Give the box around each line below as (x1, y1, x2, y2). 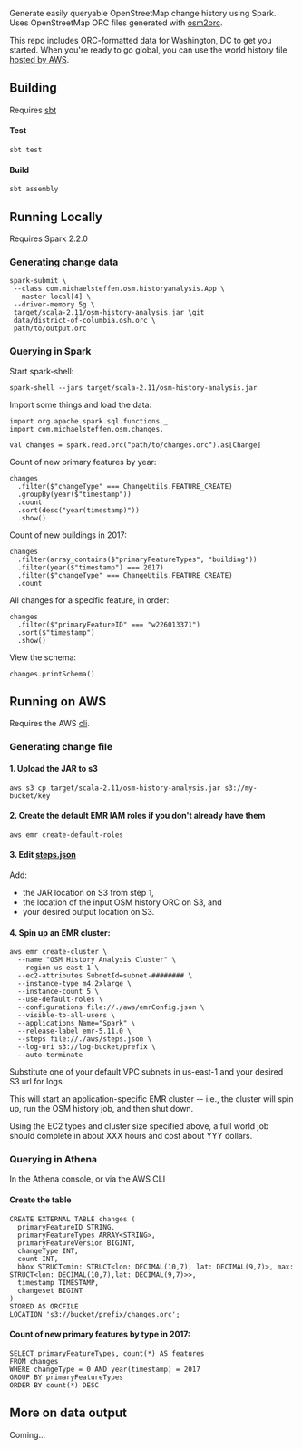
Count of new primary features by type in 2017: (9, 1328, 191, 1340)
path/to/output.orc (13, 324, 88, 334)
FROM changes (9, 1357, 59, 1366)
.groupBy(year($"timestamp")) (17, 490, 132, 499)
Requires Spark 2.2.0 (9, 233, 89, 244)
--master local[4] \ (13, 292, 92, 302)
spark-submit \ (9, 277, 67, 286)
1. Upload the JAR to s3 (9, 763, 98, 773)
